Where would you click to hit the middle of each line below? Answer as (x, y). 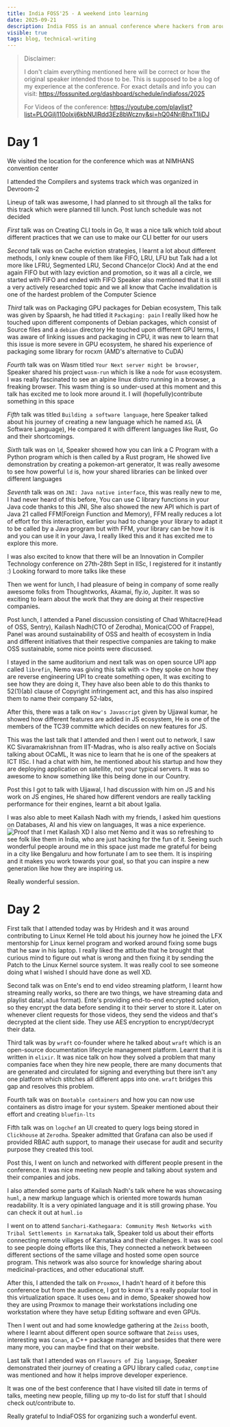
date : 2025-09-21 (32, 20)
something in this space (41, 402)
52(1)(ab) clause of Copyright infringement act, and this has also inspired (110, 691)
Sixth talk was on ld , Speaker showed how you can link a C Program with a (113, 450)
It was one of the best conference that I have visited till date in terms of (107, 1388)
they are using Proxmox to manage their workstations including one (102, 1304)
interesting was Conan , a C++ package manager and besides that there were (114, 1340)
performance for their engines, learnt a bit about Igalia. (85, 804)
